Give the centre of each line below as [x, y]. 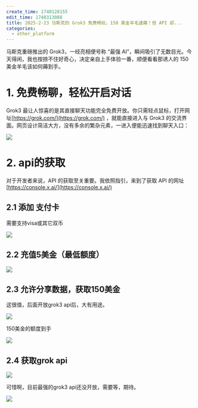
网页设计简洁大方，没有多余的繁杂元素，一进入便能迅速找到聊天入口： [103, 125]
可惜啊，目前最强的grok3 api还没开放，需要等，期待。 [73, 387]
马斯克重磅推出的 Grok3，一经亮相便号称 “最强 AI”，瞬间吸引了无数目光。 [96, 52]
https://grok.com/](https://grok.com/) [59, 118]
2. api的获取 [36, 163]
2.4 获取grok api [37, 361]
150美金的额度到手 [29, 329]
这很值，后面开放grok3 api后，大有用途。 [57, 305]
